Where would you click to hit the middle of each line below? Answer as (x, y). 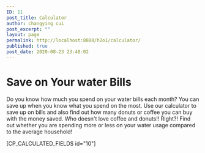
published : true (27, 47)
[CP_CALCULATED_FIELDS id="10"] (51, 143)
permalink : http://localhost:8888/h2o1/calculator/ (73, 40)
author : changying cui (35, 23)
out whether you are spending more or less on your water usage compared (101, 125)
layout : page (23, 35)
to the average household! (39, 132)
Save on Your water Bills (69, 82)
